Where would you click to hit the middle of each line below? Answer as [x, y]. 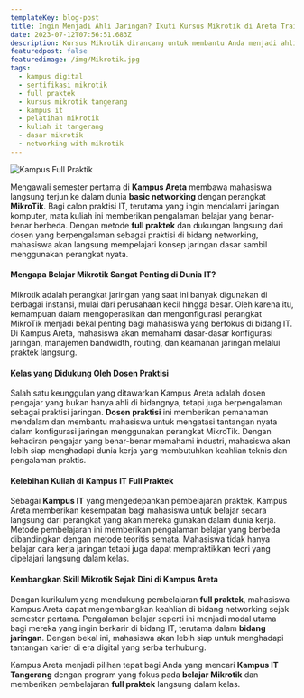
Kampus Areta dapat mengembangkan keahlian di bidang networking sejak [150, 609]
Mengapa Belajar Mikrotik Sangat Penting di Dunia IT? [113, 275]
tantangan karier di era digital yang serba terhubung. [108, 647]
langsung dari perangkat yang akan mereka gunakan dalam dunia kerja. [143, 520]
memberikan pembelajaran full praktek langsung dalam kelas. [125, 684]
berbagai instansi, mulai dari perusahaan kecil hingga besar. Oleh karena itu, [152, 304]
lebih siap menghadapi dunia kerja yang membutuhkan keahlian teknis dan [149, 451]
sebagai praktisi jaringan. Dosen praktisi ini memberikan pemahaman [139, 413]
